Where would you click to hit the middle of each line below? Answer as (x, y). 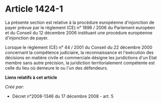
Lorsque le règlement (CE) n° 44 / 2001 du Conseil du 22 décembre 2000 (79, 47)
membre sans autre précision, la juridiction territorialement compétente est (80, 63)
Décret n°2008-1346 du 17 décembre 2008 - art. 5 (63, 96)
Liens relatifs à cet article (31, 77)
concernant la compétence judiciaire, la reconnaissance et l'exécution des (80, 52)
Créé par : (15, 86)
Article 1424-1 (34, 9)
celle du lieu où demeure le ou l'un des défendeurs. (57, 68)
